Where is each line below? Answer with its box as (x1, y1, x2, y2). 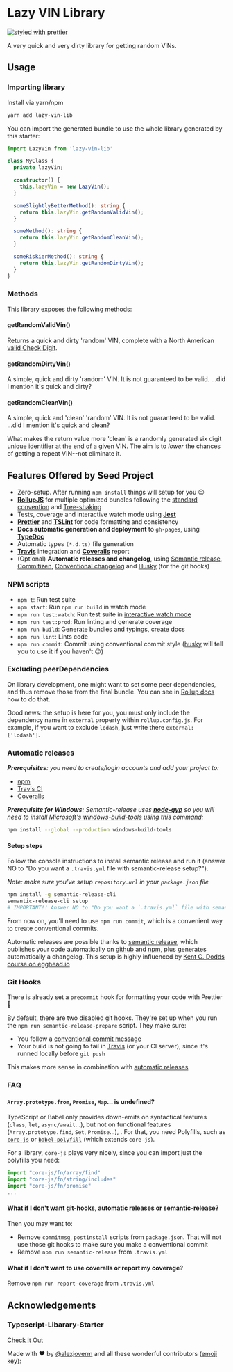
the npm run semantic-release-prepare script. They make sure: (7, 1021, 187, 1030)
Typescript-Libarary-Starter (7, 1320, 104, 1330)
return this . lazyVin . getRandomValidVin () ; (19, 209, 144, 216)
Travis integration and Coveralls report (17, 548, 130, 556)
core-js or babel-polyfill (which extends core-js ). (7, 1135, 155, 1144)
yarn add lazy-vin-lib (7, 111, 73, 119)
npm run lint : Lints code (17, 632, 89, 641)
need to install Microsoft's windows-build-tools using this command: (7, 813, 204, 822)
